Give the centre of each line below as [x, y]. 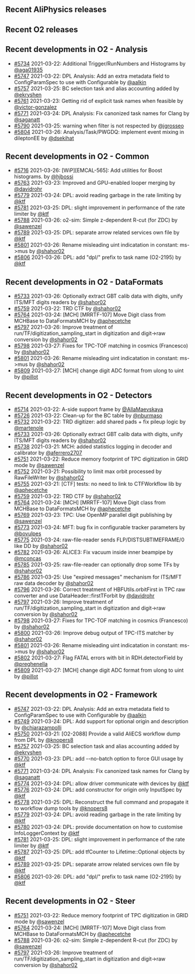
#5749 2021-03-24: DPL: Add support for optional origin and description [101, 721]
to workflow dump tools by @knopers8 [61, 808]
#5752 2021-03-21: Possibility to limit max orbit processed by [88, 472]
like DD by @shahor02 [41, 546]
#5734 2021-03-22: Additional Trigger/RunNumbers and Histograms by [100, 63]
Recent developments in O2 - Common [77, 156]
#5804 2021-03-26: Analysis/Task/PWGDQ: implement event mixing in [99, 132]
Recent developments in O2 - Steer [70, 901]
